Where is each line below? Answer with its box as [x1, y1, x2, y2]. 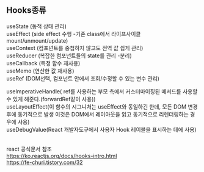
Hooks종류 [6, 5, 47, 16]
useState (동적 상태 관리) [6, 23, 67, 30]
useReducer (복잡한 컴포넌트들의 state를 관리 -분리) [6, 52, 133, 59]
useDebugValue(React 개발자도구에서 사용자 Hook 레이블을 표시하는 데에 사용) [6, 126, 197, 133]
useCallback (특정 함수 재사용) [6, 59, 81, 66]
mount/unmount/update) [6, 37, 68, 44]
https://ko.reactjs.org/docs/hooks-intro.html [6, 152, 117, 159]
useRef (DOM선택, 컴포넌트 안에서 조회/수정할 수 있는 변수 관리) [6, 74, 160, 82]
